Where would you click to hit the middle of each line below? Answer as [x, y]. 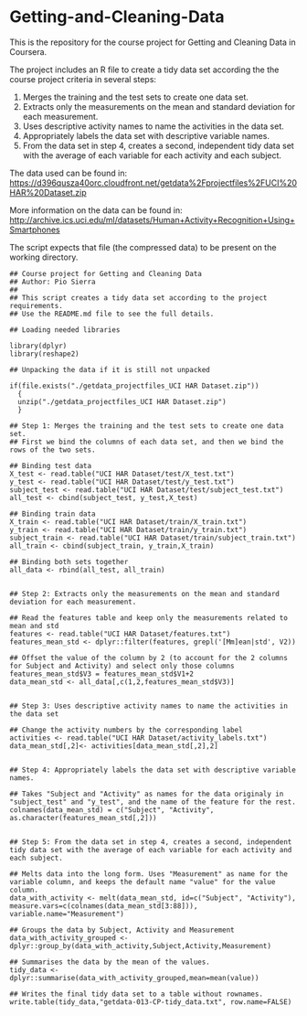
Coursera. [28, 51]
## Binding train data [53, 514]
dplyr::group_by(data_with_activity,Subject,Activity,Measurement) [141, 946]
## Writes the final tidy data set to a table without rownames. [136, 994]
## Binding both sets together [69, 561]
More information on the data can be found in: [96, 210]
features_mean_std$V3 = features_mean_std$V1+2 [102, 674]
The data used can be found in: [69, 173]
